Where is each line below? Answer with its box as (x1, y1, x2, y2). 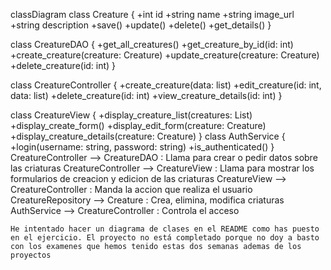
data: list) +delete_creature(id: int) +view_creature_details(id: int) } (10, 90, 283, 101)
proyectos (10, 250, 52, 260)
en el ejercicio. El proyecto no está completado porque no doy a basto (10, 233, 320, 243)
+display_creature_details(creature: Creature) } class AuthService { (10, 130, 286, 142)
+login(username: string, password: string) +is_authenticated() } (10, 141, 275, 153)
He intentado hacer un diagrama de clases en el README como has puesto (10, 224, 320, 234)
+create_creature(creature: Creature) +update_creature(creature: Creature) (10, 49, 320, 61)
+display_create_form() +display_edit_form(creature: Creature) (10, 120, 267, 131)
